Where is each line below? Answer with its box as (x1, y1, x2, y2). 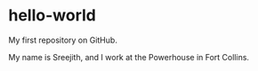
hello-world (8, 5, 97, 26)
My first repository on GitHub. (8, 35, 117, 45)
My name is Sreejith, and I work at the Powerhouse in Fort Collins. (8, 51, 250, 62)
